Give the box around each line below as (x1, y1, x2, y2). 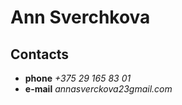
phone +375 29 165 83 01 (24, 72, 132, 84)
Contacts (10, 46, 70, 63)
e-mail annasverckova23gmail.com (24, 83, 173, 95)
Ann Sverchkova (10, 6, 151, 29)
